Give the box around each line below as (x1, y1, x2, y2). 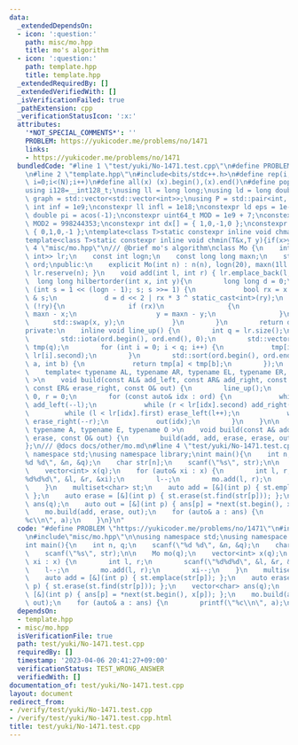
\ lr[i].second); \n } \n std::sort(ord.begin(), (25, 351, 260, 360)
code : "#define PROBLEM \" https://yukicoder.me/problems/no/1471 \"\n (17, 524, 279, 533)
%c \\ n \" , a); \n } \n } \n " (25, 516, 125, 525)
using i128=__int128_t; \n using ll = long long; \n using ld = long (25, 186, 272, 195)
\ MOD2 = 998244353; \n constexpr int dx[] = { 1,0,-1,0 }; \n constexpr (25, 219, 288, 228)
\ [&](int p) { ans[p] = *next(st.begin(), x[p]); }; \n (25, 591, 237, 600)
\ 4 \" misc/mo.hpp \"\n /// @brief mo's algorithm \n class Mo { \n (25, 244, 264, 253)
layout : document (9, 689, 74, 698)
